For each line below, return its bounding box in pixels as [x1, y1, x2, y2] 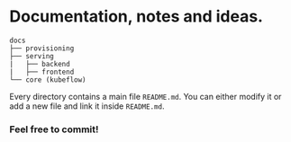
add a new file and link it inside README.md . [9, 101, 165, 111]
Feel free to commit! [9, 123, 99, 136]
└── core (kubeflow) [9, 75, 87, 84]
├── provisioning [9, 43, 75, 53]
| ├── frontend [9, 67, 75, 76]
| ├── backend [9, 59, 70, 68]
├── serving [9, 51, 54, 60]
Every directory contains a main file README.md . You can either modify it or [9, 91, 282, 102]
